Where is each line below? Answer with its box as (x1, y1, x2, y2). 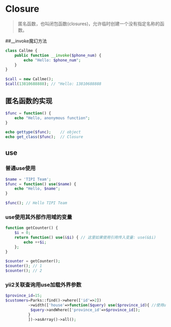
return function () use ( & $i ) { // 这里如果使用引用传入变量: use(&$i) (14, 235, 157, 240)
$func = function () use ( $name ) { (5, 181, 77, 186)
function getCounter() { (5, 225, 58, 230)
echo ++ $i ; (23, 240, 47, 245)
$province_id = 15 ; (5, 293, 42, 298)
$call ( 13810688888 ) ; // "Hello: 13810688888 (5, 81, 102, 87)
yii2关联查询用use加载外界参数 (5, 281, 82, 288)
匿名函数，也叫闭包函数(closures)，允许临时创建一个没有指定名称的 (17, 20, 160, 27)
